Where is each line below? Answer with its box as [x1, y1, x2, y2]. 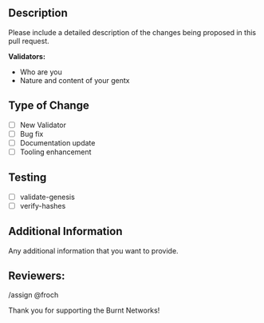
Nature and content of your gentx [19, 75, 130, 85]
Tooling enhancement [19, 147, 92, 157]
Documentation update [19, 138, 96, 147]
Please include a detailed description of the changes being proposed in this [8, 27, 257, 37]
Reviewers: [8, 269, 65, 283]
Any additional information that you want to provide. [8, 245, 179, 255]
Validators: [8, 51, 46, 61]
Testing [8, 171, 47, 185]
